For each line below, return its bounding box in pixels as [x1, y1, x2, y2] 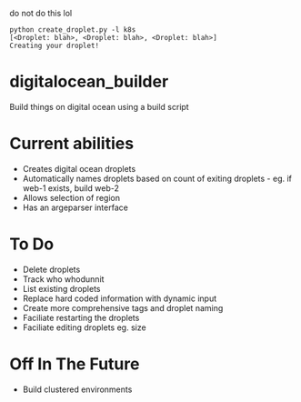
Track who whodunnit [22, 273, 105, 285]
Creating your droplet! [9, 41, 100, 50]
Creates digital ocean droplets [22, 163, 136, 174]
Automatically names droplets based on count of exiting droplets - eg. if [22, 173, 293, 184]
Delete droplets [22, 264, 81, 275]
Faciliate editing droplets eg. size [22, 322, 147, 333]
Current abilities [9, 134, 135, 154]
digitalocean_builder [9, 72, 169, 92]
